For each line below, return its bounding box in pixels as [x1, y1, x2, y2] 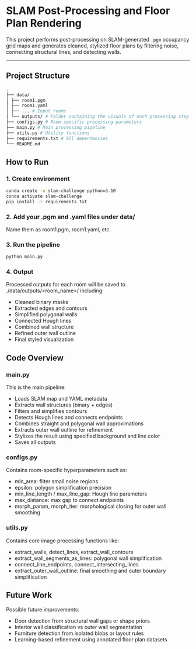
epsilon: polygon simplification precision [14, 484, 112, 491]
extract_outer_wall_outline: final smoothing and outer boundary [14, 567, 166, 574]
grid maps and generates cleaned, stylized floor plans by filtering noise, [6, 42, 179, 49]
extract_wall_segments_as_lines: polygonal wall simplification [14, 555, 162, 562]
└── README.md [6, 141, 41, 147]
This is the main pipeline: [6, 384, 66, 391]
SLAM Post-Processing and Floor [6, 4, 170, 18]
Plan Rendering [6, 16, 82, 30]
